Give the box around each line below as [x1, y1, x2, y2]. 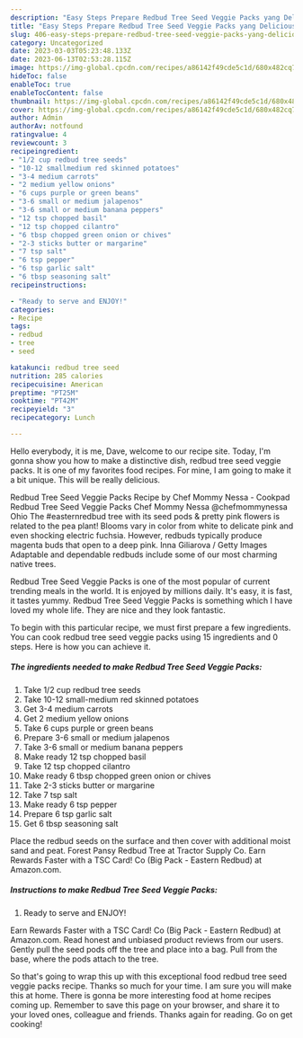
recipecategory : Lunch [10, 413, 95, 422]
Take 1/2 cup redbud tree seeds [22, 684, 141, 695]
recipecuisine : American [10, 379, 103, 389]
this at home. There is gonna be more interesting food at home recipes [10, 989, 272, 1000]
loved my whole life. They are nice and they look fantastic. [10, 604, 226, 616]
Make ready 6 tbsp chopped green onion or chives [22, 770, 211, 781]
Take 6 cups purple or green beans [22, 723, 154, 733]
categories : [10, 305, 55, 315]
